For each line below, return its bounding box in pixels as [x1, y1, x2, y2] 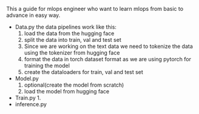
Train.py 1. [15, 94, 41, 101]
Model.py [15, 75, 39, 82]
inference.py [15, 101, 47, 108]
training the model [24, 62, 70, 69]
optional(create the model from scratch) [24, 81, 124, 89]
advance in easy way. [6, 12, 61, 19]
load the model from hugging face [24, 88, 110, 95]
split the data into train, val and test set [24, 36, 121, 43]
